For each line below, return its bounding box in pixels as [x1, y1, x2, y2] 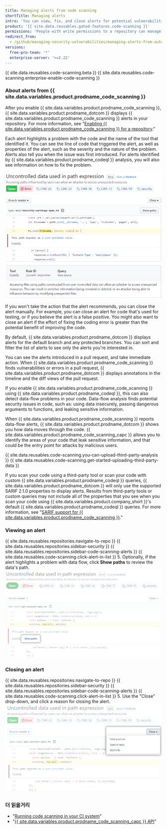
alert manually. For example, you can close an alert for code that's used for [5, 308, 159, 314]
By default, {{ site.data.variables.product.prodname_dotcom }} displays [5, 334, 151, 340]
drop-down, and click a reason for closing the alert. [5, 699, 110, 705]
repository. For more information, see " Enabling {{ [5, 120, 107, 126]
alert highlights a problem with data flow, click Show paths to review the [5, 559, 153, 565]
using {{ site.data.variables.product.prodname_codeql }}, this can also [5, 390, 149, 396]
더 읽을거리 [5, 801, 30, 808]
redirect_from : [5, 34, 37, 39]
